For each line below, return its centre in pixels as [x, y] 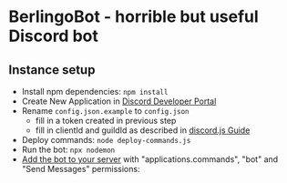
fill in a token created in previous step [106, 121]
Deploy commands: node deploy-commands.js [106, 140]
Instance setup [52, 70]
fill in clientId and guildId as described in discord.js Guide [143, 130]
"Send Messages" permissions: [81, 169]
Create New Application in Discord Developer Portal [119, 101]
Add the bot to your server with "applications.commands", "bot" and [150, 159]
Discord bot [54, 36]
